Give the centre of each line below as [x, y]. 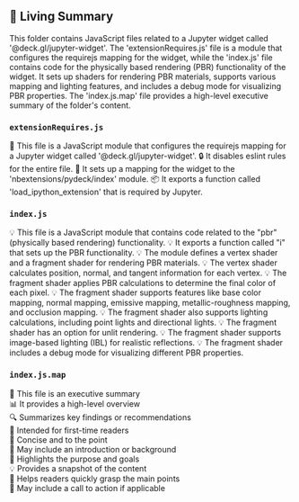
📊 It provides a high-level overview [75, 403]
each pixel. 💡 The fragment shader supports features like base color [136, 292]
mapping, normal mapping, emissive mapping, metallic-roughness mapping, [150, 303]
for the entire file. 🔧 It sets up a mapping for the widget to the [122, 169]
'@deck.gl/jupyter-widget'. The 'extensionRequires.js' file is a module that [146, 48]
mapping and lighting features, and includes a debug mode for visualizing [145, 85]
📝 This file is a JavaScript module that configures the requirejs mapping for [148, 146]
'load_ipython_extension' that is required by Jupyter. [106, 192]
